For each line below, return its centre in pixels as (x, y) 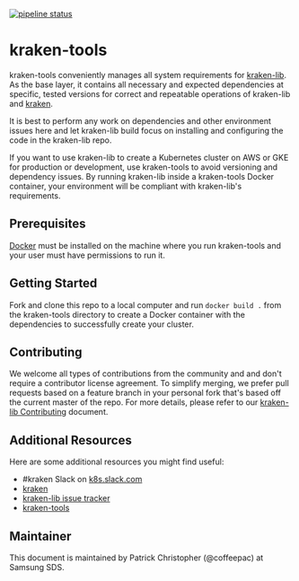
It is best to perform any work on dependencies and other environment (141, 120)
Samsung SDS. (37, 567)
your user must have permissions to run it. (88, 255)
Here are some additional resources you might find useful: (117, 462)
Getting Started (53, 283)
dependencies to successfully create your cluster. (102, 324)
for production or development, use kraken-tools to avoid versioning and (144, 167)
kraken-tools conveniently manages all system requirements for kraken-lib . (148, 75)
